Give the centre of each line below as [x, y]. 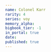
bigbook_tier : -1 [23, 28]
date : [11, 38]
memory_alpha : [20, 24]
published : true [22, 42]
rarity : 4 [15, 14]
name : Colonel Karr [25, 10]
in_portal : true [22, 33]
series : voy [17, 19]
